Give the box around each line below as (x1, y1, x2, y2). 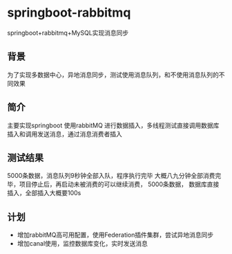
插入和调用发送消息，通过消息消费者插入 (7, 129, 122, 138)
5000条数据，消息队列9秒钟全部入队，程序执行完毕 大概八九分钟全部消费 (7, 172, 215, 180)
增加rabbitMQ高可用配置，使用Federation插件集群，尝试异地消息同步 (17, 230, 214, 239)
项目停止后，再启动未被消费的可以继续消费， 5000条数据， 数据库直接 (19, 180, 220, 188)
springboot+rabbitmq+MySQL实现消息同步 (7, 28, 129, 37)
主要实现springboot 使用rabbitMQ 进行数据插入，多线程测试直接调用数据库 (7, 121, 220, 129)
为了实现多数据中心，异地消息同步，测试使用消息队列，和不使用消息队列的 (7, 71, 219, 79)
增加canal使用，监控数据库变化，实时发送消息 (17, 239, 148, 248)
